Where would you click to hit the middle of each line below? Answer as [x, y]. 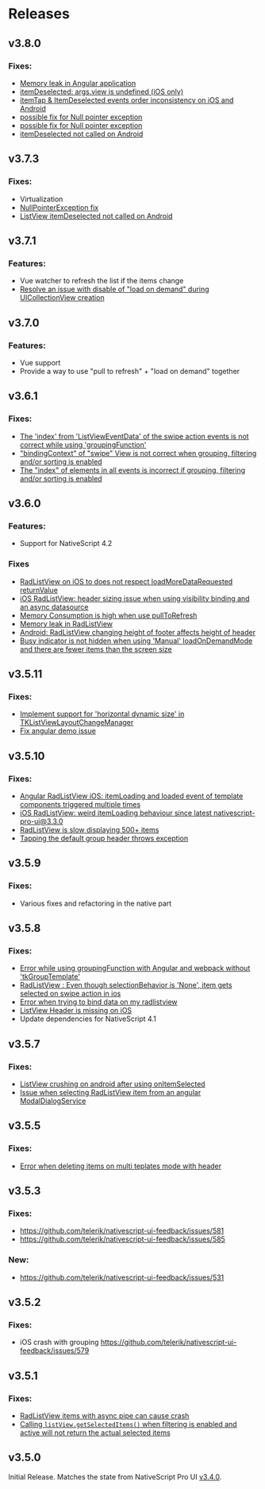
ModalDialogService [53, 1101]
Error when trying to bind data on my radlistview [98, 1002]
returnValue [38, 590]
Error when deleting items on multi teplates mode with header [121, 1166]
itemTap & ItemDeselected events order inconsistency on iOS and [127, 99]
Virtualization [41, 199]
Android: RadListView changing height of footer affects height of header [138, 632]
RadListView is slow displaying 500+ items [89, 829]
